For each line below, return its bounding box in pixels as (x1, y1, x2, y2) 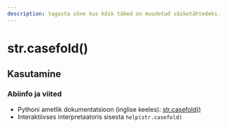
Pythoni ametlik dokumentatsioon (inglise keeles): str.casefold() (17, 105, 201, 113)
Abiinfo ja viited (7, 89, 62, 99)
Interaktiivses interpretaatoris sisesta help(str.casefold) (17, 113, 183, 121)
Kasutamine (7, 68, 62, 80)
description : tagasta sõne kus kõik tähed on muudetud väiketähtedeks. (7, 10, 221, 17)
